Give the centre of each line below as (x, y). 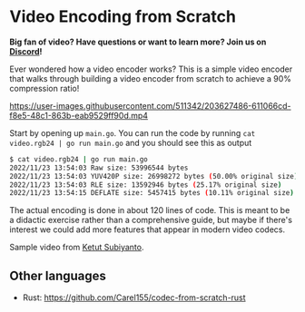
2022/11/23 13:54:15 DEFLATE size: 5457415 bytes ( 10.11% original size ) (152, 193)
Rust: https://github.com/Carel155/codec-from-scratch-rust (134, 297)
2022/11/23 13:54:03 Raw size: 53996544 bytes (99, 168)
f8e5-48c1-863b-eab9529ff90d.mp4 (79, 115)
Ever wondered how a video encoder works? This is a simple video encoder (151, 69)
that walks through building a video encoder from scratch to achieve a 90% (151, 78)
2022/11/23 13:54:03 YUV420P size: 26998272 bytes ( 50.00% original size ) (154, 176)
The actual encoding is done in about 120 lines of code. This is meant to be (150, 210)
